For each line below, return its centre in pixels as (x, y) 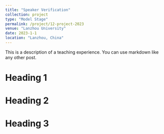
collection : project (27, 15)
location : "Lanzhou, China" (35, 38)
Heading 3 (27, 124)
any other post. (21, 57)
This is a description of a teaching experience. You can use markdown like (82, 52)
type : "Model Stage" (27, 19)
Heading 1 (26, 78)
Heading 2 (27, 101)
